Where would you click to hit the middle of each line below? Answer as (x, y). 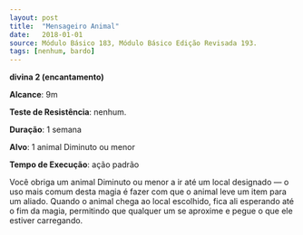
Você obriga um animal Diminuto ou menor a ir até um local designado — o (149, 183)
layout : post (34, 18)
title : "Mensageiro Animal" (64, 26)
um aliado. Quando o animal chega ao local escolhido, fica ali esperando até (152, 202)
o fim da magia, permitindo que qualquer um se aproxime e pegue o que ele (151, 211)
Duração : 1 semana (45, 130)
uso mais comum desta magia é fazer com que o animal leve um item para (148, 192)
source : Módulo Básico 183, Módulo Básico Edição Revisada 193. (133, 43)
